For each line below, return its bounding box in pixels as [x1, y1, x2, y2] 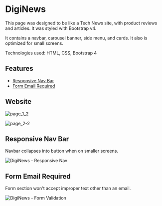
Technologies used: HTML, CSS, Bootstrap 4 [5, 50, 97, 56]
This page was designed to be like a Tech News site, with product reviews [5, 20, 158, 26]
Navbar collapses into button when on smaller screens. [5, 148, 119, 154]
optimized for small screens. [5, 40, 63, 46]
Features [5, 64, 33, 73]
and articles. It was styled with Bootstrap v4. [5, 25, 97, 31]
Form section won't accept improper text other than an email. [5, 186, 131, 192]
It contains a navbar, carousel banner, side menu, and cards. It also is [5, 35, 148, 41]
